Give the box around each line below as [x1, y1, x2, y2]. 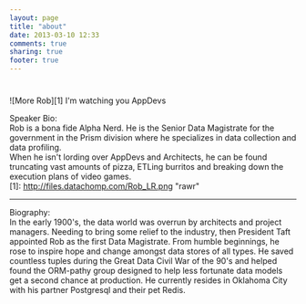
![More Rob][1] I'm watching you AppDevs [9, 95, 167, 106]
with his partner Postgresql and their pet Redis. [9, 285, 186, 296]
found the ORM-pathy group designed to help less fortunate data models [9, 266, 283, 277]
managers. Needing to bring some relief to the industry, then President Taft [9, 226, 291, 237]
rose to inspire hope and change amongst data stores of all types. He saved [9, 246, 294, 257]
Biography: [9, 207, 51, 218]
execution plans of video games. [9, 171, 132, 183]
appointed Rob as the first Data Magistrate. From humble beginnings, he [9, 236, 280, 247]
